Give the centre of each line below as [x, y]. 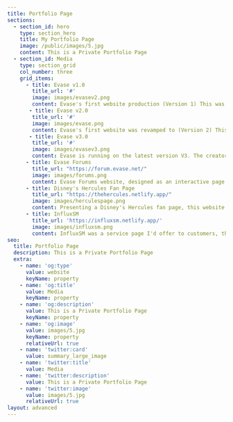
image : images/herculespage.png [79, 201]
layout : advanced [32, 408]
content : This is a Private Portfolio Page [84, 53]
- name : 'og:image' [48, 324]
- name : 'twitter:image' [55, 389]
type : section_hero [48, 33]
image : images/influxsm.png [72, 227]
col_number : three [46, 72]
